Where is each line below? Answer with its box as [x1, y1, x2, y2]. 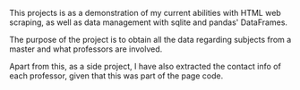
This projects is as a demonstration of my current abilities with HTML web [9, 8, 282, 18]
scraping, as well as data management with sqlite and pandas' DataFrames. [9, 17, 288, 28]
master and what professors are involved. [9, 44, 163, 54]
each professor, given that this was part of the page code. [9, 70, 224, 81]
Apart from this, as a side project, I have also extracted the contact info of [9, 61, 282, 71]
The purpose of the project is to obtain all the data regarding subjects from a [9, 35, 292, 45]
